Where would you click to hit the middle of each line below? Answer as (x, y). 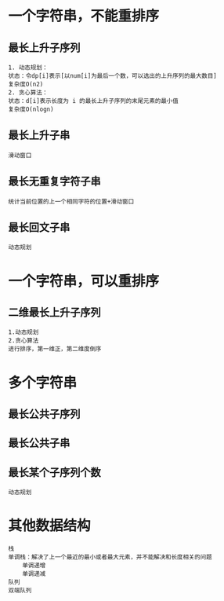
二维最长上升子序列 (54, 312)
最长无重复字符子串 (54, 181)
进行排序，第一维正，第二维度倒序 (55, 349)
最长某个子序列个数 (54, 472)
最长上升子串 (39, 136)
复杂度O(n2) (26, 84)
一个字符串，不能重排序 (84, 16)
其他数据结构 (50, 526)
